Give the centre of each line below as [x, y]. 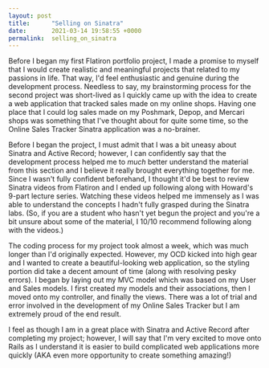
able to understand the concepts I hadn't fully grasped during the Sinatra [129, 205]
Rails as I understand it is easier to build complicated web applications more [134, 347]
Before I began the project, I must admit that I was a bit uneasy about [122, 145]
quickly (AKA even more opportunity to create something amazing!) [120, 355]
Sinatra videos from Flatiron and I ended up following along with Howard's [131, 188]
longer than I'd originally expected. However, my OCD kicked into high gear [133, 255]
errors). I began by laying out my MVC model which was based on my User [132, 280]
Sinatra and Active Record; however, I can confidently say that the [117, 153]
